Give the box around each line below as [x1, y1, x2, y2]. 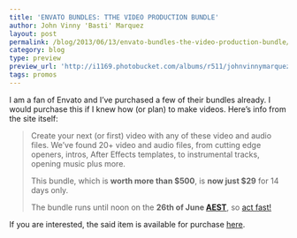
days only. [30, 184, 69, 195]
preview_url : [9, 63, 57, 71]
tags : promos [9, 71, 57, 79]
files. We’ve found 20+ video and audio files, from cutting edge [30, 139, 262, 150]
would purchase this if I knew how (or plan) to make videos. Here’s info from [9, 103, 286, 115]
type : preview [9, 54, 62, 63]
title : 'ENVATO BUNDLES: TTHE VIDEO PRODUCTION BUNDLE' [9, 12, 219, 22]
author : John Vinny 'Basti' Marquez [9, 21, 144, 30]
